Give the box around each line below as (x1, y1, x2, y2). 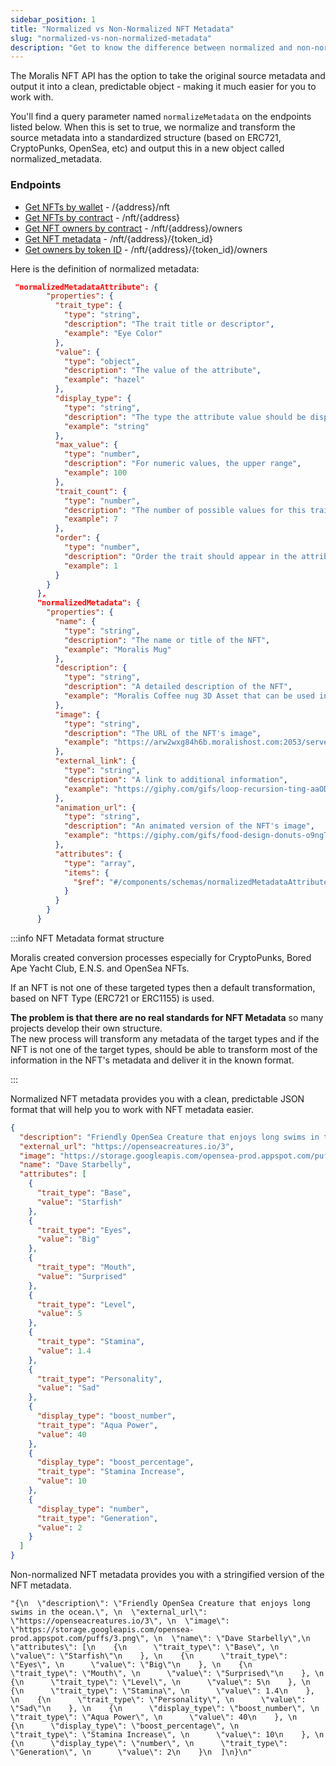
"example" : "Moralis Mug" (63, 644, 172, 655)
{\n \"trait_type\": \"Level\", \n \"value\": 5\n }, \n (10, 1677, 311, 1688)
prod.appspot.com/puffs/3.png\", (10, 1634, 150, 1644)
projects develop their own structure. (10, 1022, 163, 1034)
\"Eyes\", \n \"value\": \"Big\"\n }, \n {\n (10, 1660, 253, 1670)
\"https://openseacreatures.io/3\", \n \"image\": (10, 1616, 230, 1626)
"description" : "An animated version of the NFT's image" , (63, 821, 315, 831)
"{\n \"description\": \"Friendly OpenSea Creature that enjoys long (10, 1599, 311, 1609)
